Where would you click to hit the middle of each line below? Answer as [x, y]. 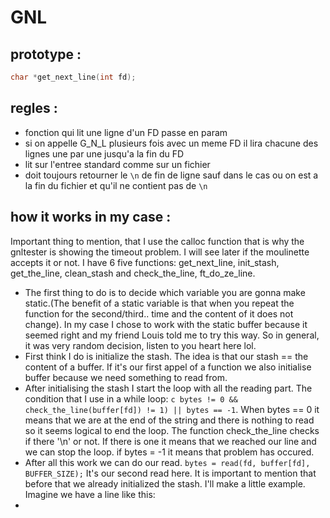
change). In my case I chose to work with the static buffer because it [166, 324]
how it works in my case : [91, 217]
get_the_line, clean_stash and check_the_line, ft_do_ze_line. [133, 273]
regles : [34, 108]
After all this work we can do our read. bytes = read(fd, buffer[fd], [167, 462]
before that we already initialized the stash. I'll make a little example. [165, 483]
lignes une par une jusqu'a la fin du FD [104, 153]
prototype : [46, 54]
